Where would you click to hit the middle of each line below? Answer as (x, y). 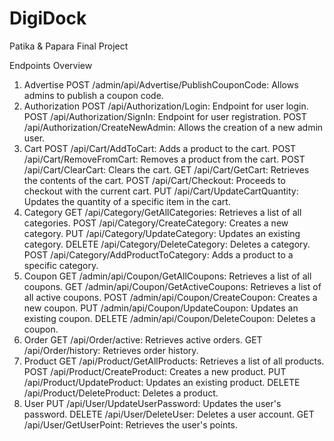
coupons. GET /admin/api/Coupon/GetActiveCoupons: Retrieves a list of (172, 286)
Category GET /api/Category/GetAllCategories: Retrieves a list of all (162, 212)
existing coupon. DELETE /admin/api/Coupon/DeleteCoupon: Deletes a (169, 318)
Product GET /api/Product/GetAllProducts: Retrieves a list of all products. (174, 361)
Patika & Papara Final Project (69, 46)
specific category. (61, 265)
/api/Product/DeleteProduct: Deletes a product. (121, 393)
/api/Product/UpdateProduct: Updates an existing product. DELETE (162, 382)
